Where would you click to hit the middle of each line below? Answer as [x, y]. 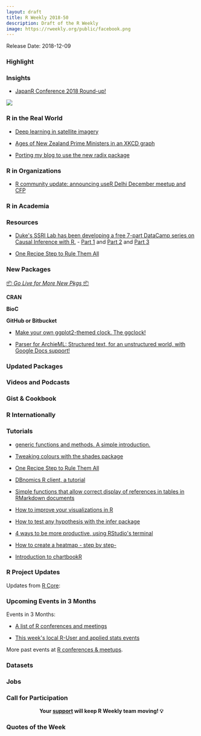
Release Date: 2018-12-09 [39, 46]
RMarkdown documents [45, 498]
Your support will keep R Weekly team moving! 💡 [101, 711]
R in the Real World [35, 118]
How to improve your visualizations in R [64, 509]
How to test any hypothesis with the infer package [78, 521]
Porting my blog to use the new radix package [72, 155]
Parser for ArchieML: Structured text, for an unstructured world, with [100, 344]
